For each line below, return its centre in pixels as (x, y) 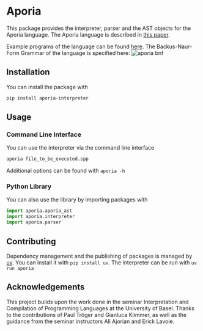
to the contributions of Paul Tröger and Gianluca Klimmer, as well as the (97, 315)
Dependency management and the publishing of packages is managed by (99, 256)
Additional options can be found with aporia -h (66, 171)
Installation (28, 72)
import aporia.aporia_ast (39, 211)
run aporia (20, 268)
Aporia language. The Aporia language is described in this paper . (88, 34)
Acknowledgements (46, 287)
